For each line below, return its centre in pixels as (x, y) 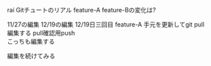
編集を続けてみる (31, 56)
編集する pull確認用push (41, 33)
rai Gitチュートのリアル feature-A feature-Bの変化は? (82, 10)
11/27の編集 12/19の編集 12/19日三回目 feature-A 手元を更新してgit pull (106, 24)
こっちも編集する (31, 42)
